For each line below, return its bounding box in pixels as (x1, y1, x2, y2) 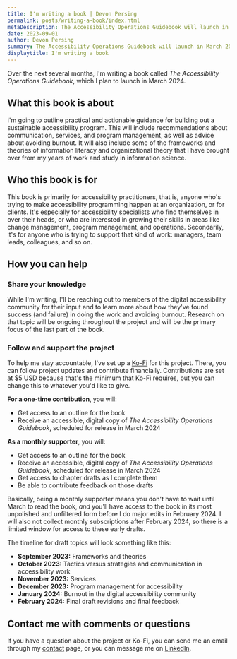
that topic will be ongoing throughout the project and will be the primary (7, 318, 217, 326)
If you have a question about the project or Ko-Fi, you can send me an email (7, 636, 228, 645)
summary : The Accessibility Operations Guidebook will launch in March (7, 43, 222, 50)
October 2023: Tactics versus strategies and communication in (17, 559, 202, 569)
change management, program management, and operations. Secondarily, (7, 222, 224, 231)
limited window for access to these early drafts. (7, 525, 146, 533)
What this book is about (7, 97, 114, 109)
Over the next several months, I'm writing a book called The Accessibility (7, 69, 219, 78)
